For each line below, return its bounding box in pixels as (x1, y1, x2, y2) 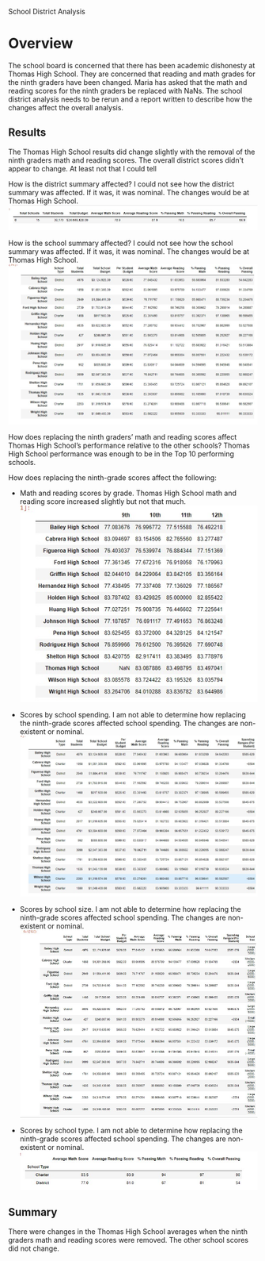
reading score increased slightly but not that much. (19, 496, 187, 506)
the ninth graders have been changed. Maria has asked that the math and (8, 77, 248, 87)
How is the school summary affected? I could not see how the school (8, 238, 233, 248)
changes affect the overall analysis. (8, 102, 124, 112)
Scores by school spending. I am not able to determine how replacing (19, 710, 247, 720)
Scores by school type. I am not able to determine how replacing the (19, 1126, 243, 1136)
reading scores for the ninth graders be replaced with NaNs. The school (8, 86, 243, 95)
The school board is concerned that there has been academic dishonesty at (8, 60, 256, 70)
